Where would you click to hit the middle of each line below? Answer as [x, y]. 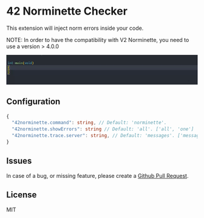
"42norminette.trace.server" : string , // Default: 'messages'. [93, 136]
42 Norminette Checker [67, 11]
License [22, 195]
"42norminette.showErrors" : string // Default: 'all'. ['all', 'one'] [103, 129]
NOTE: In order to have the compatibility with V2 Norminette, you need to [98, 40]
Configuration [33, 102]
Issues [19, 161]
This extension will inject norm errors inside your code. [75, 28]
